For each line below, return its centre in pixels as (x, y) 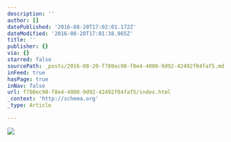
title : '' (22, 40)
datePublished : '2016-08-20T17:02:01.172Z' (72, 27)
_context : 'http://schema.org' (53, 99)
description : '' (31, 14)
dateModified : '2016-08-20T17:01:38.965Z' (70, 33)
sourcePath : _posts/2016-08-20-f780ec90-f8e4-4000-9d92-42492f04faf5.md (116, 66)
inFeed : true (26, 72)
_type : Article (29, 105)
